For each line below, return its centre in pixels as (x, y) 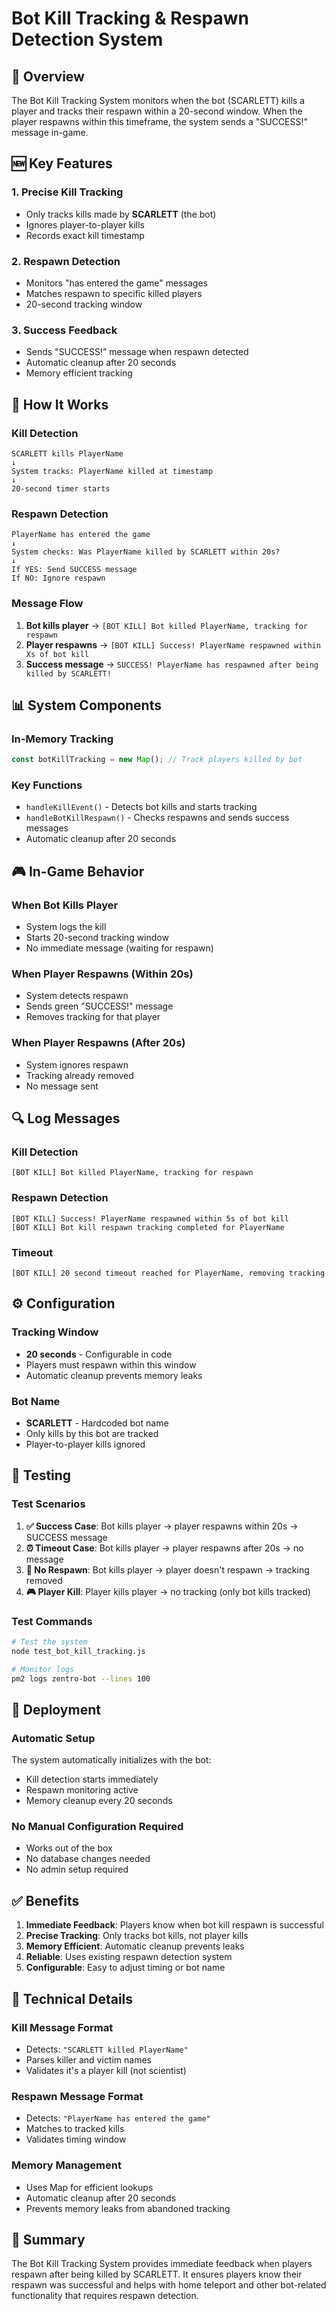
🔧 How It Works (60, 404)
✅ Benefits (45, 1900)
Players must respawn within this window (111, 1364)
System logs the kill (66, 927)
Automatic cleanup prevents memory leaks (114, 1375)
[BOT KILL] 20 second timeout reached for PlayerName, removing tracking (168, 1273)
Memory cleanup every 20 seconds (99, 1801)
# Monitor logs (43, 1669)
